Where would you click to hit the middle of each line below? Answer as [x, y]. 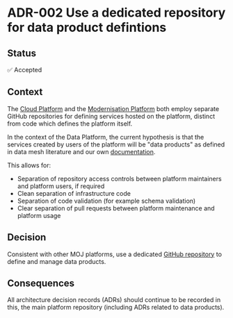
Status [22, 53]
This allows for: [29, 165]
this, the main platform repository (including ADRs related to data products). [116, 308]
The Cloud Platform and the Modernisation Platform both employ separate [113, 108]
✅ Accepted [25, 70]
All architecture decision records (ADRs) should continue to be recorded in [114, 300]
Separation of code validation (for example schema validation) [106, 201]
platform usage [39, 215]
